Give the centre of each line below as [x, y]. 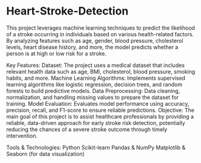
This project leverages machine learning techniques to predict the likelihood [101, 28]
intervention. [22, 136]
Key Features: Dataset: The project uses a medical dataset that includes [96, 65]
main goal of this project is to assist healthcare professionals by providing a [100, 117]
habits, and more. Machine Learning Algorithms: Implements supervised [96, 78]
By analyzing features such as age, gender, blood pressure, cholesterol [95, 40]
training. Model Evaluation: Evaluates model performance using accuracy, [98, 103]
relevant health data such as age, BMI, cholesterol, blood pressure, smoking [101, 71]
